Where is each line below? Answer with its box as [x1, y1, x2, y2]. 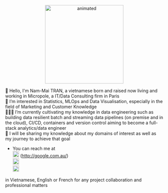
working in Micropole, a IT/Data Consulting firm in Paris [5, 93, 119, 99]
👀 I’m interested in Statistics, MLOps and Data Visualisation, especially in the [5, 99, 163, 104]
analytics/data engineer [17, 125, 67, 131]
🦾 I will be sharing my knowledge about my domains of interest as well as [5, 131, 156, 136]
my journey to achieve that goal [5, 136, 70, 142]
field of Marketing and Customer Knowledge [5, 104, 97, 110]
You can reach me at [12, 146, 56, 151]
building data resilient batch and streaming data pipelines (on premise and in [5, 115, 163, 120]
